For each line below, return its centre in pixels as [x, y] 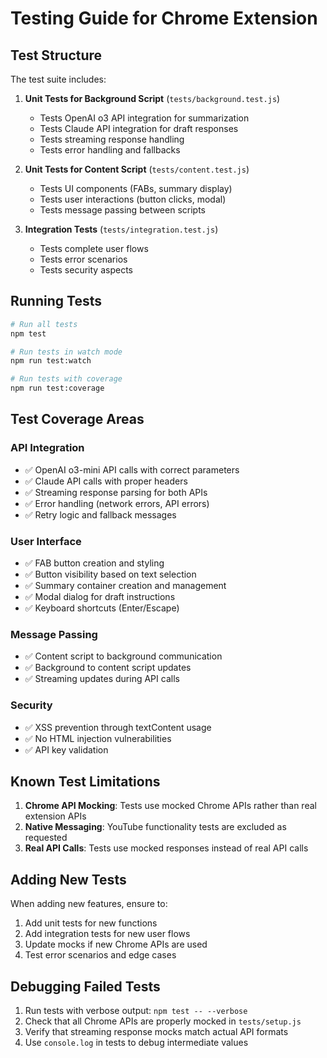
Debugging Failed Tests [85, 986]
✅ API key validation [66, 749]
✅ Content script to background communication [123, 656]
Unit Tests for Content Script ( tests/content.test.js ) [137, 169]
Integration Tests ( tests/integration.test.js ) [121, 229]
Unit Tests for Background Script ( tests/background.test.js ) [152, 98]
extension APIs [55, 816]
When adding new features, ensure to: [89, 904]
